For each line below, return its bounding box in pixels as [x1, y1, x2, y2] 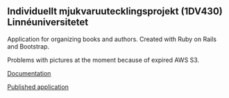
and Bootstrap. [7, 42, 50, 51]
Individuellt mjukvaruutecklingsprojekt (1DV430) [7, 6, 223, 17]
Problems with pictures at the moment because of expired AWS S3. [7, 56, 200, 64]
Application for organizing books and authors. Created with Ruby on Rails [7, 35, 217, 43]
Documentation [7, 69, 51, 77]
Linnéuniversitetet [7, 17, 89, 28]
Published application [7, 83, 69, 91]
